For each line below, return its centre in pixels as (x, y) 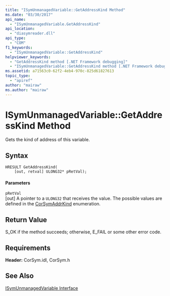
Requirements (28, 248)
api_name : (16, 19)
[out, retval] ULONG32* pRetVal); (51, 172)
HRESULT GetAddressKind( (31, 167)
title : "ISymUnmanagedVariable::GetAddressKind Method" (65, 10)
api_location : (20, 29)
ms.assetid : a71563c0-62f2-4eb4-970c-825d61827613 (60, 71)
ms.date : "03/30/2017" (29, 15)
